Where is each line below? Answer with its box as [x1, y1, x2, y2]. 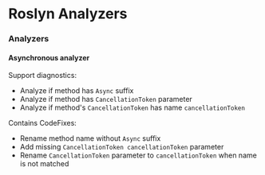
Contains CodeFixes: [8, 119, 77, 128]
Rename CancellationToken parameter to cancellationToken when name [19, 150, 257, 160]
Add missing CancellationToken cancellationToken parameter [19, 142, 224, 152]
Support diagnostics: [8, 71, 77, 80]
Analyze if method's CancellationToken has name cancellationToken [19, 103, 246, 112]
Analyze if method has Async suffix [19, 86, 134, 95]
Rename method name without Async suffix [19, 134, 161, 143]
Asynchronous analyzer [8, 52, 90, 62]
